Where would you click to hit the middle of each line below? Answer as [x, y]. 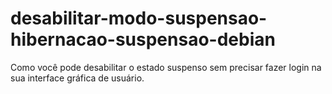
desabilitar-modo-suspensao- [139, 18]
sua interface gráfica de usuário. [77, 78]
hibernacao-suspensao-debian [143, 39]
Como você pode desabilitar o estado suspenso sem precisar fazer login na [166, 67]
